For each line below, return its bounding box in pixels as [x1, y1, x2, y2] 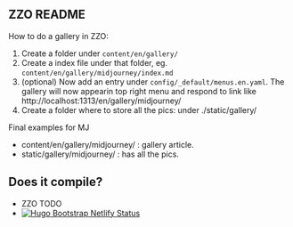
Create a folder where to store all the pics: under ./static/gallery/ [20, 104, 257, 115]
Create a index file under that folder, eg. [20, 57, 168, 68]
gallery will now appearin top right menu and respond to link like [20, 85, 257, 96]
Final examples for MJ [8, 122, 90, 133]
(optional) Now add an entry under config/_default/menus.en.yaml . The [20, 76, 285, 87]
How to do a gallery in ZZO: [8, 30, 109, 41]
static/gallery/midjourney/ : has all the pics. [20, 149, 180, 159]
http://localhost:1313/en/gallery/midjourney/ [20, 95, 182, 106]
